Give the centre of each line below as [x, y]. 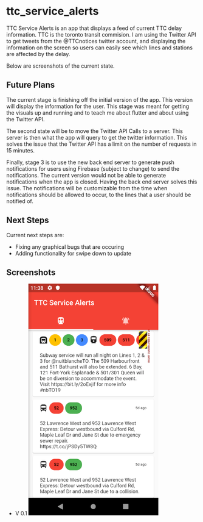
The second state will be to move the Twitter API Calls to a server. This [95, 131]
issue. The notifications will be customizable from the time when [87, 188]
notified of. [20, 201]
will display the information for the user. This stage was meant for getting [98, 106]
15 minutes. [21, 150]
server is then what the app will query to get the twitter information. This [97, 137]
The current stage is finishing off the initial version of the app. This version [100, 99]
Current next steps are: [35, 235]
